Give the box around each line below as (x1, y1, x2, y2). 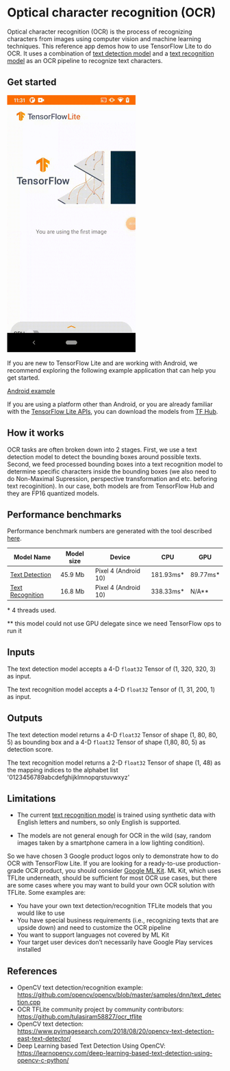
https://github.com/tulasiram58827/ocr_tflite (16, 1013, 142, 1021)
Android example (7, 386, 55, 395)
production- (187, 859, 221, 867)
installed (16, 946, 41, 954)
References (7, 965, 57, 977)
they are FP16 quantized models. (7, 489, 99, 497)
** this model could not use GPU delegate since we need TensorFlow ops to (7, 619, 222, 628)
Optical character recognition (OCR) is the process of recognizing (7, 27, 193, 36)
